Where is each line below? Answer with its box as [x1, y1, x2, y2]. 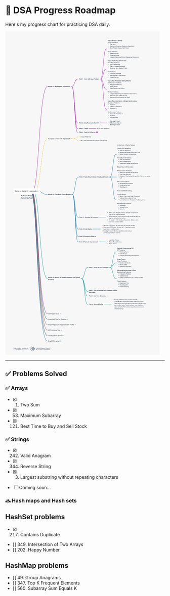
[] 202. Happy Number [12, 546, 60, 553]
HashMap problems [5, 561, 69, 570]
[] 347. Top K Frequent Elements [12, 580, 80, 586]
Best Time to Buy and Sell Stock [20, 423, 87, 429]
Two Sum [20, 401, 40, 407]
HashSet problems [5, 513, 65, 521]
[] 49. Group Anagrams [12, 575, 61, 581]
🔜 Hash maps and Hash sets [5, 497, 77, 504]
